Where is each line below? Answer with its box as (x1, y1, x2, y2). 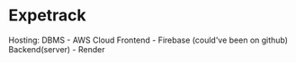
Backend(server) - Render (8, 43, 105, 54)
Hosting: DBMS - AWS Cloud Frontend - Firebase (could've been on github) (8, 35, 289, 45)
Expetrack (8, 5, 86, 26)
